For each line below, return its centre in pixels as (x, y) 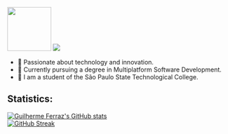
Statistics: (30, 99)
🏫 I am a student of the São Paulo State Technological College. (108, 77)
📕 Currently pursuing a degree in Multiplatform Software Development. (120, 69)
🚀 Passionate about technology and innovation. (86, 62)
